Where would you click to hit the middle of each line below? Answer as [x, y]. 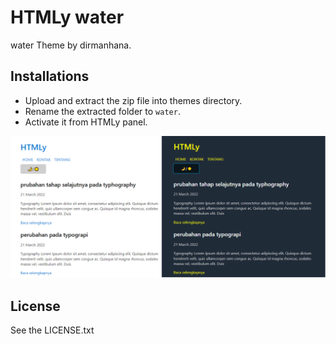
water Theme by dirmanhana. [71, 45]
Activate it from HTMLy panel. [86, 122]
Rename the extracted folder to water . [102, 111]
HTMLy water [67, 17]
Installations [50, 76]
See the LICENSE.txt [52, 330]
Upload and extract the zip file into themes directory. [133, 100]
